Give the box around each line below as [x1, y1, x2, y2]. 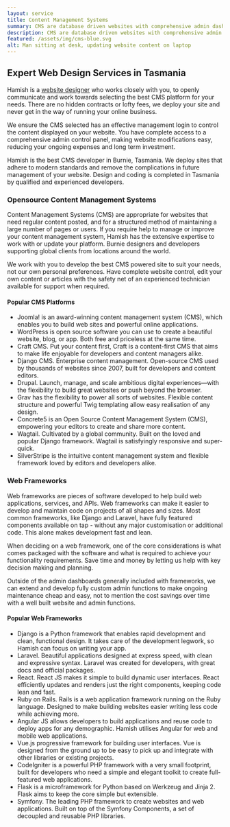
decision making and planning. [7, 563, 94, 572]
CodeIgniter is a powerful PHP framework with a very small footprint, [16, 760, 212, 769]
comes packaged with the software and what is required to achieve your [7, 548, 211, 557]
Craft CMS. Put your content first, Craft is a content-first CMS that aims [16, 342, 218, 351]
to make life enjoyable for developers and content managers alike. [16, 349, 203, 358]
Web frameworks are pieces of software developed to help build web [7, 491, 202, 500]
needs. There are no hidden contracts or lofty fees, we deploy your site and [7, 100, 220, 108]
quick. [16, 444, 35, 453]
